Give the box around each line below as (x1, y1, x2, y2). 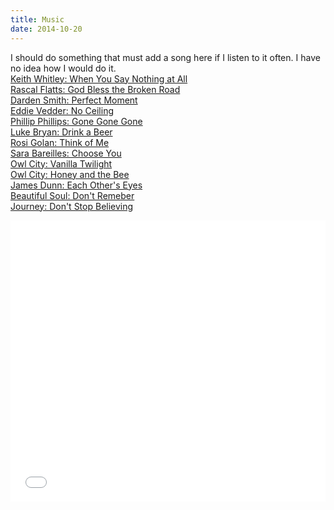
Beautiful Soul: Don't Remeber (10, 189, 135, 201)
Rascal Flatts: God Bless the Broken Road (10, 83, 181, 95)
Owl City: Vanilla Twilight (10, 157, 113, 170)
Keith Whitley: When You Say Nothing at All (10, 72, 188, 85)
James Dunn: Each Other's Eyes (10, 179, 143, 191)
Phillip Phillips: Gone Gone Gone (10, 115, 143, 127)
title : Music (10, 14, 65, 25)
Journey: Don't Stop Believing (10, 200, 134, 212)
